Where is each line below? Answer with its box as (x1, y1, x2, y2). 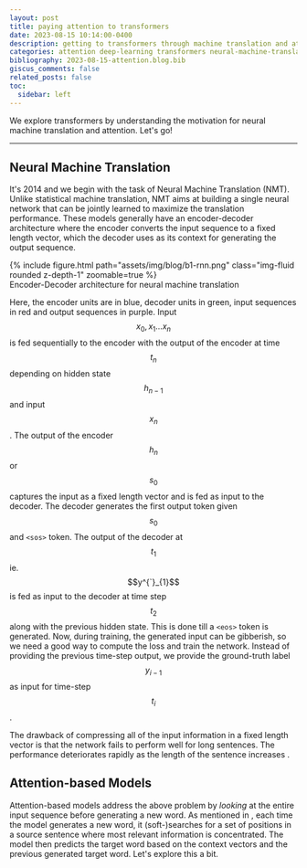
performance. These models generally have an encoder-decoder (9, 213, 254, 224)
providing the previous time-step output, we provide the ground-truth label (9, 651, 291, 662)
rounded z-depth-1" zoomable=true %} (9, 270, 157, 281)
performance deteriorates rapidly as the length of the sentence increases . (9, 749, 291, 760)
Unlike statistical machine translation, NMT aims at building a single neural (9, 194, 290, 205)
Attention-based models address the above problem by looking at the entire (9, 799, 295, 810)
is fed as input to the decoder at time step (9, 590, 167, 601)
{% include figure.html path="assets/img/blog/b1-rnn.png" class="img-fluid (9, 259, 295, 270)
